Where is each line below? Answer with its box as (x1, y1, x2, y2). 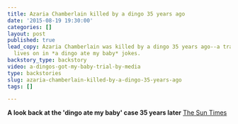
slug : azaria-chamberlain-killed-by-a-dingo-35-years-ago (7, 76, 182, 84)
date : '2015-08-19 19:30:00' (7, 17, 93, 24)
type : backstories (7, 69, 62, 77)
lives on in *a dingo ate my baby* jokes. (13, 50, 141, 57)
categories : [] (7, 23, 52, 30)
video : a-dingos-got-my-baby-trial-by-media (7, 63, 141, 70)
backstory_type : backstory (7, 57, 87, 64)
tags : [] (7, 83, 33, 90)
